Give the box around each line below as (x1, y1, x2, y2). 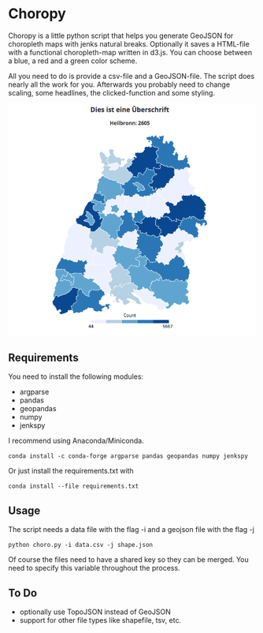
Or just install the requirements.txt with (8, 466, 134, 476)
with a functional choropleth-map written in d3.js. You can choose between (8, 47, 253, 57)
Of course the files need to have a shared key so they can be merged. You (8, 555, 250, 564)
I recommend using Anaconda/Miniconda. (8, 436, 144, 446)
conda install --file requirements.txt (8, 482, 139, 490)
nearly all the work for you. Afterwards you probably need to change (8, 80, 231, 89)
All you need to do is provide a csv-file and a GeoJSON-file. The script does (8, 71, 255, 81)
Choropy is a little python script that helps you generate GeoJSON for (8, 31, 234, 40)
